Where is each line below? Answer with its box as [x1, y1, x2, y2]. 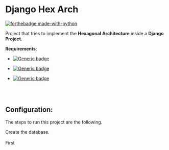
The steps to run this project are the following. [5, 119, 103, 125]
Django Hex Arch [5, 4, 79, 15]
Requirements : [5, 45, 37, 52]
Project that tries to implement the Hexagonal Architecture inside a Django [5, 30, 164, 36]
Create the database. [5, 129, 50, 135]
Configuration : [5, 106, 53, 114]
